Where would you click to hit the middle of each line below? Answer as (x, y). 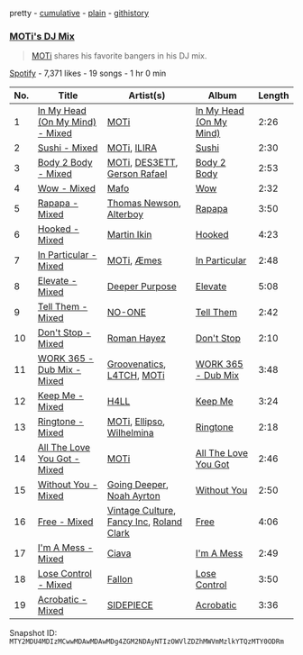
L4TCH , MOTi (136, 376)
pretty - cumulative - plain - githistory (79, 13)
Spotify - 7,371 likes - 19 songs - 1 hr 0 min (88, 73)
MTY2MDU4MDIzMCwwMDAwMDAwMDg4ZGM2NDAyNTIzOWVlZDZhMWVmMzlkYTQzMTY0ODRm (147, 642)
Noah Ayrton (133, 496)
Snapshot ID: (33, 633)
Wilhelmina (131, 433)
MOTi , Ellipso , (136, 422)
